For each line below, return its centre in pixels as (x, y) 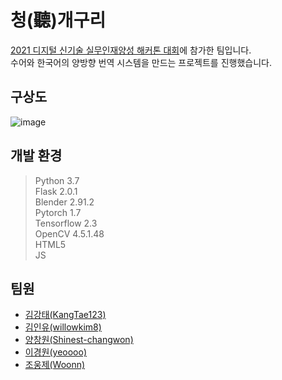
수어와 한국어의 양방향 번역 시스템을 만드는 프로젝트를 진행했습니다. (141, 62)
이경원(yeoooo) (55, 352)
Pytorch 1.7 (58, 212)
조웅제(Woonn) (55, 365)
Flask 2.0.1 (56, 191)
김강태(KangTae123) (65, 315)
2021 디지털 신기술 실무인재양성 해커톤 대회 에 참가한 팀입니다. (131, 50)
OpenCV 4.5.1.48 (69, 233)
